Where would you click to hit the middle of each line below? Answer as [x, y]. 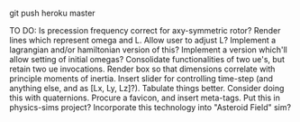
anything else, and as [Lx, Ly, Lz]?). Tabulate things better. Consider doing [147, 88]
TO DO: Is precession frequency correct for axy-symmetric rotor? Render [145, 30]
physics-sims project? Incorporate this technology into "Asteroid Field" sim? [150, 107]
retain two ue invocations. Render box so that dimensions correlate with [142, 69]
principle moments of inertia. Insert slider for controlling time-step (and [141, 79]
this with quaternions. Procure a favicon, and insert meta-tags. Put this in [145, 98]
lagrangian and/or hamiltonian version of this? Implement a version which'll [149, 50]
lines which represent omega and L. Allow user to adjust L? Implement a [143, 40]
